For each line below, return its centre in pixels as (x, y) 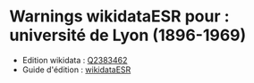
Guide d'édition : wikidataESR (76, 70)
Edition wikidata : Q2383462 (75, 60)
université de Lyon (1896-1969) (128, 35)
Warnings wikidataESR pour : (119, 17)
